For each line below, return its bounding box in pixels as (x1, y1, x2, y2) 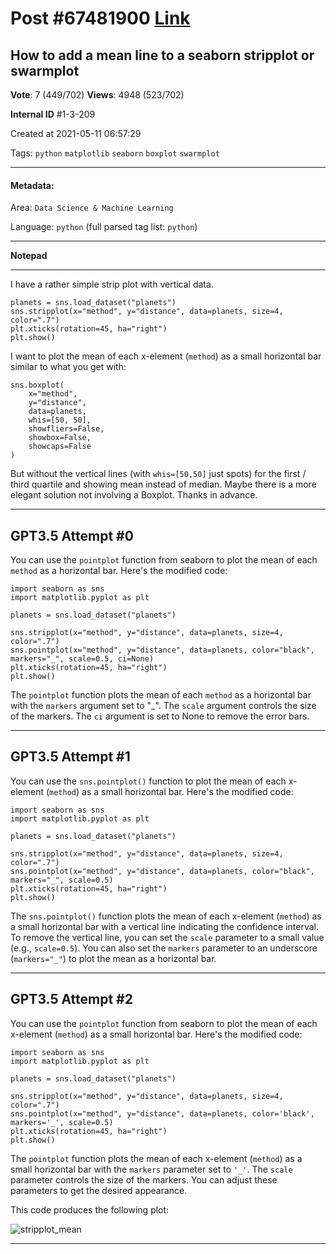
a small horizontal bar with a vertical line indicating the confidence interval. (10, 920, 319, 932)
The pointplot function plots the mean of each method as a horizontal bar (10, 689, 312, 701)
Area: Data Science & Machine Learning (10, 202, 174, 214)
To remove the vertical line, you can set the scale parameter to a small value (10, 931, 325, 943)
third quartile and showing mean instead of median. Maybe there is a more (10, 478, 317, 491)
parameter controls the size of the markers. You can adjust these (10, 1173, 278, 1186)
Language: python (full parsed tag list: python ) (10, 221, 198, 233)
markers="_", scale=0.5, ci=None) (10, 654, 155, 664)
